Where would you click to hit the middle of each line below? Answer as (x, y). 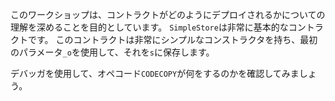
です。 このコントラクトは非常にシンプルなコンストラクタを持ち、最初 (172, 39)
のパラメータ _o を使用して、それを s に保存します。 (112, 52)
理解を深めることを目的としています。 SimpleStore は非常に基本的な (149, 27)
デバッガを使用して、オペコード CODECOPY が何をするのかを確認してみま (155, 73)
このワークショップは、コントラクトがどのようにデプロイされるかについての (168, 14)
